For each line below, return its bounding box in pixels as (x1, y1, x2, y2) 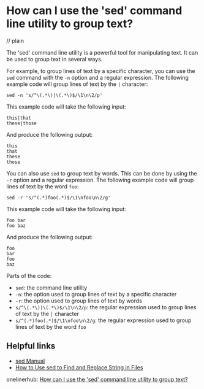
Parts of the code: (6, 272, 52, 279)
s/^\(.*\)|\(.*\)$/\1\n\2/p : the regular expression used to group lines (15, 303, 197, 310)
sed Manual (15, 357, 45, 364)
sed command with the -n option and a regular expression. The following (6, 74, 189, 81)
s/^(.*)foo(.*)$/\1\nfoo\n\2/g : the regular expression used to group (15, 317, 192, 324)
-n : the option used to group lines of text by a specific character (15, 290, 177, 298)
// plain (6, 37, 25, 44)
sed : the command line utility (15, 283, 88, 291)
